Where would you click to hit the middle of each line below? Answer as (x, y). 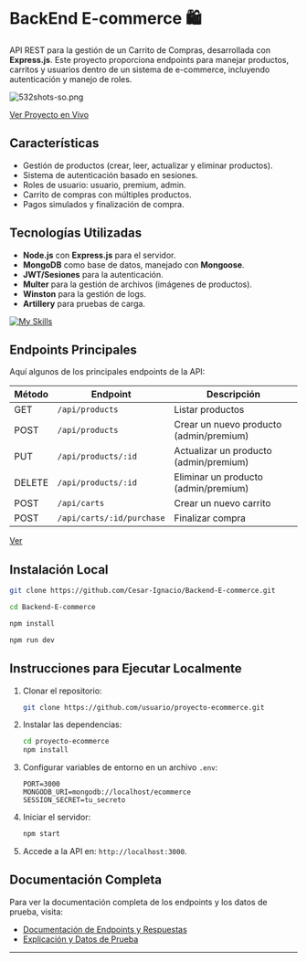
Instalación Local (59, 570)
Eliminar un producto (218, 477)
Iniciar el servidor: (57, 817)
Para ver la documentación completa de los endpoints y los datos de (138, 902)
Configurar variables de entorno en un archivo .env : (120, 767)
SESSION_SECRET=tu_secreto (74, 800)
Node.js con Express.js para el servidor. (99, 255)
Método (31, 395)
